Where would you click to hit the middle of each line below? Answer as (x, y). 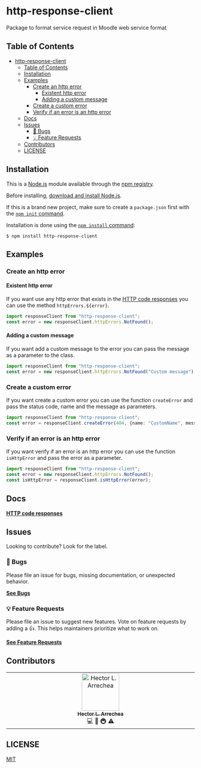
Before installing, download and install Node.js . (64, 195)
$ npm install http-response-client (52, 236)
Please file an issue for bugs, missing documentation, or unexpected (91, 575)
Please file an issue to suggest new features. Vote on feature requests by (96, 621)
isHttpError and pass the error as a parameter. (64, 458)
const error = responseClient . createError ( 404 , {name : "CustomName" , (95, 423)
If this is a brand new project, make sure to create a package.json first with (98, 207)
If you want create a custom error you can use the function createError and (100, 400)
